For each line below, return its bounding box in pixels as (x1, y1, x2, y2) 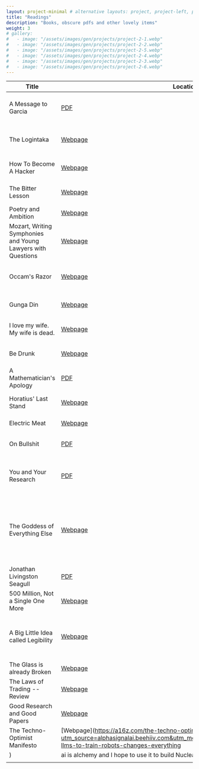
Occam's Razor (9, 273, 52, 281)
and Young (9, 237, 40, 245)
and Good (9, 709, 37, 717)
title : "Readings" (6, 14, 52, 20)
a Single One (9, 597, 45, 605)
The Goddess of (9, 522, 54, 530)
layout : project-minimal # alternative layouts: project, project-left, (6, 8, 190, 15)
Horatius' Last (9, 395, 49, 403)
